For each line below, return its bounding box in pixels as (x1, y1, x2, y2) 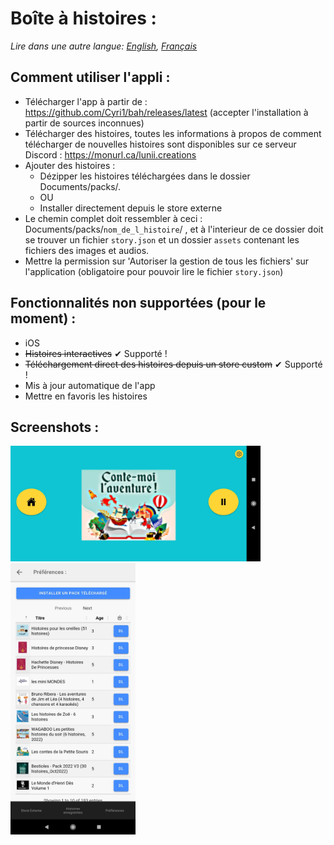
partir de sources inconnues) (24, 117, 145, 129)
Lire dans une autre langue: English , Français (10, 40, 198, 52)
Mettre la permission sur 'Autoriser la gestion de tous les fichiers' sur (24, 255, 310, 267)
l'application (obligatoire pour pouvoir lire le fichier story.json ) (24, 265, 284, 277)
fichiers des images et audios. (24, 244, 150, 256)
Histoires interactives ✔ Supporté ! (24, 347, 168, 359)
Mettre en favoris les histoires (24, 390, 148, 402)
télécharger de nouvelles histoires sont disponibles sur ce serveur (24, 138, 297, 150)
